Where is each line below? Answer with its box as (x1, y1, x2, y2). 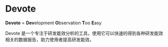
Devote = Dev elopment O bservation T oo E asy (5, 20, 102, 26)
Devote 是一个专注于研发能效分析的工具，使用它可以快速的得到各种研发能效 (5, 30, 163, 36)
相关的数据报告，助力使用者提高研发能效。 (5, 36, 94, 42)
